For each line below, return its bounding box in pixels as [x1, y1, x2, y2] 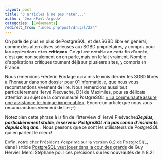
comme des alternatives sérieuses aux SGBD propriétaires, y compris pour [5, 44, 155, 50]
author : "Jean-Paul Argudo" [5, 16, 62, 21]
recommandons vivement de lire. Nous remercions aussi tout [5, 84, 128, 90]
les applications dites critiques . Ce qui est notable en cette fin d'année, [5, 49, 149, 55]
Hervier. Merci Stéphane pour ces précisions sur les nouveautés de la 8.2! [5, 149, 154, 156]
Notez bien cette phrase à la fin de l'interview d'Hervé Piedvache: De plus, [5, 114, 154, 120]
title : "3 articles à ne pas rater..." [5, 12, 86, 17]
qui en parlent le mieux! [5, 130, 53, 136]
